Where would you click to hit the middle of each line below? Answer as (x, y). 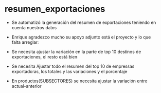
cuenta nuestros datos (34, 27)
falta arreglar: (25, 42)
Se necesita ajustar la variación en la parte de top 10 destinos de (76, 52)
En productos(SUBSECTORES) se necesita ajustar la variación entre (80, 81)
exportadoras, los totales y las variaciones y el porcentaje (69, 71)
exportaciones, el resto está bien (45, 56)
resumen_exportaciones (55, 9)
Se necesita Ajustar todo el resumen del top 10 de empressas (73, 66)
